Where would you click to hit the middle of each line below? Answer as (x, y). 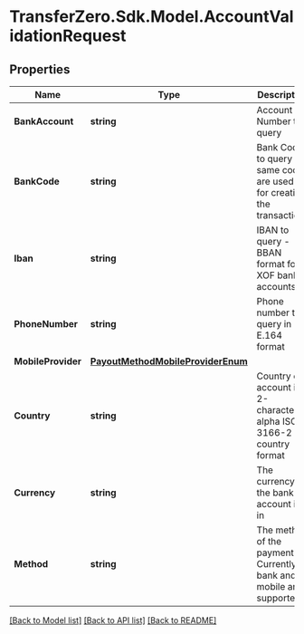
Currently (276, 564)
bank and (276, 575)
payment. (276, 552)
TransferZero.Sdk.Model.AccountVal (152, 17)
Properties (40, 69)
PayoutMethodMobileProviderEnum (169, 361)
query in (274, 324)
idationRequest (68, 36)
